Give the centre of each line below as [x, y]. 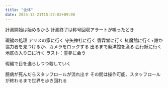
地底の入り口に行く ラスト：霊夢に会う [46, 53]
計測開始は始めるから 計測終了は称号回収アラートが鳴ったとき [70, 29]
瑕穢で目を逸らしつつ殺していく [38, 63]
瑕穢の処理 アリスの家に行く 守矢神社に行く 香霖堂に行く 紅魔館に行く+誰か [84, 40]
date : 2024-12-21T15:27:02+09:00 [40, 15]
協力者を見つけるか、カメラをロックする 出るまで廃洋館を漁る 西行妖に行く [83, 46]
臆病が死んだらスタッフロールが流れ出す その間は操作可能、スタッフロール [83, 74]
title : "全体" [19, 10]
